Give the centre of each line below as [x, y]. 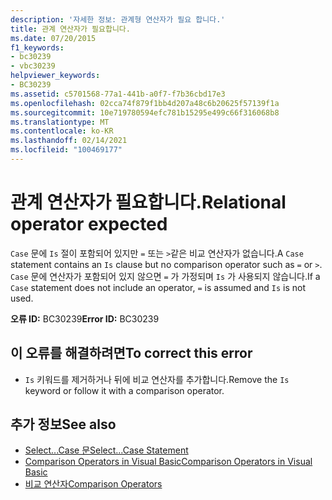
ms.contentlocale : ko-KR [62, 131]
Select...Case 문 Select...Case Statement [106, 450]
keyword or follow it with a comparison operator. [124, 390]
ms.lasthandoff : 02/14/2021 [69, 141]
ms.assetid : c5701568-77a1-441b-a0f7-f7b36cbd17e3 [118, 94]
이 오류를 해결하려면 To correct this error [131, 353]
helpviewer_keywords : [55, 76]
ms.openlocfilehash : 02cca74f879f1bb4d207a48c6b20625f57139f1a [145, 103]
